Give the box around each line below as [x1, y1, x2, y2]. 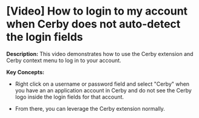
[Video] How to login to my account [6, 4, 188, 18]
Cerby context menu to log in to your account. [6, 57, 121, 64]
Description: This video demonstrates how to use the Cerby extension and [6, 50, 194, 57]
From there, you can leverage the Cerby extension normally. [15, 105, 166, 112]
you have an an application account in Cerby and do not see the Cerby [15, 86, 192, 94]
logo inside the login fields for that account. [15, 93, 124, 100]
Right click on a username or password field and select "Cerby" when [15, 80, 190, 88]
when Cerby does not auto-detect [6, 17, 181, 31]
